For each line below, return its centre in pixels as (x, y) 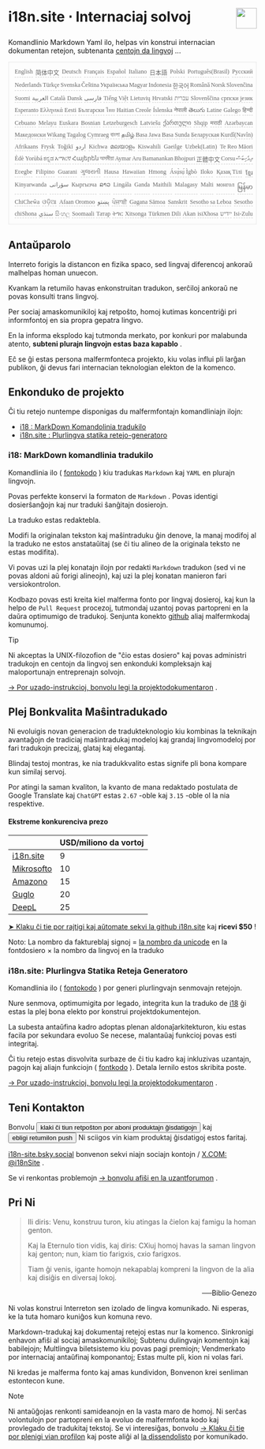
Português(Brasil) (209, 71)
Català (58, 98)
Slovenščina (205, 98)
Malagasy (187, 184)
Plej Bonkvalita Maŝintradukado (88, 712)
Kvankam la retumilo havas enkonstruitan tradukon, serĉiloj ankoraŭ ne (123, 287)
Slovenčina (239, 84)
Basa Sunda (175, 134)
